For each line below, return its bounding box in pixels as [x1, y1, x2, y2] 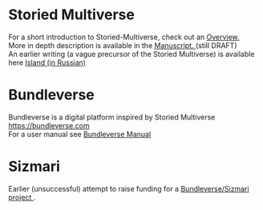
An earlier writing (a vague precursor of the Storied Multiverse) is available [8, 49, 255, 59]
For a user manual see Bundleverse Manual [8, 129, 152, 139]
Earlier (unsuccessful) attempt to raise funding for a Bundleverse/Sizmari [8, 184, 250, 193]
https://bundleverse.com [8, 120, 90, 130]
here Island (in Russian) [8, 58, 87, 67]
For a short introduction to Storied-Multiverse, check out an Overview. [8, 32, 240, 42]
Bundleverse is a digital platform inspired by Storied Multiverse [8, 112, 216, 122]
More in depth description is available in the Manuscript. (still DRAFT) [8, 40, 237, 50]
